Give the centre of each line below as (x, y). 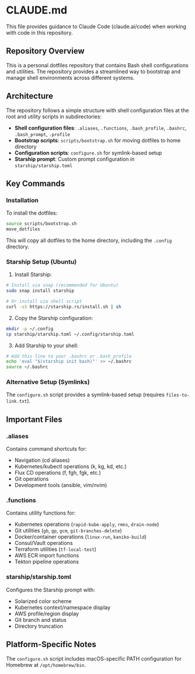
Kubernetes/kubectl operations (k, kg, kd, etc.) (70, 467)
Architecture (30, 96)
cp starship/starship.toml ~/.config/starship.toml (70, 334)
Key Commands (36, 183)
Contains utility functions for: (41, 513)
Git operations (32, 479)
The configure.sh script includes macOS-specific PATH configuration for (94, 658)
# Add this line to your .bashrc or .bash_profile (69, 356)
